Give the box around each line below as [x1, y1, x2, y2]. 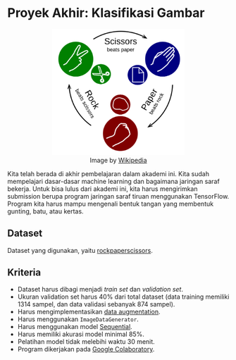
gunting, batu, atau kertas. [7, 206, 84, 216]
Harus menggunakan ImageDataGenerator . [17, 315, 139, 323]
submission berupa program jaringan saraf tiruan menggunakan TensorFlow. [7, 192, 230, 200]
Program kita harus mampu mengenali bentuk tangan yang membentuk [7, 199, 213, 208]
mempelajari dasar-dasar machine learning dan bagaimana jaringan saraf [7, 177, 220, 185]
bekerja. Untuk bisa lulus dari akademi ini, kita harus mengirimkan [7, 185, 198, 193]
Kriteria [7, 266, 41, 279]
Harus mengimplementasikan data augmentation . [17, 308, 161, 316]
